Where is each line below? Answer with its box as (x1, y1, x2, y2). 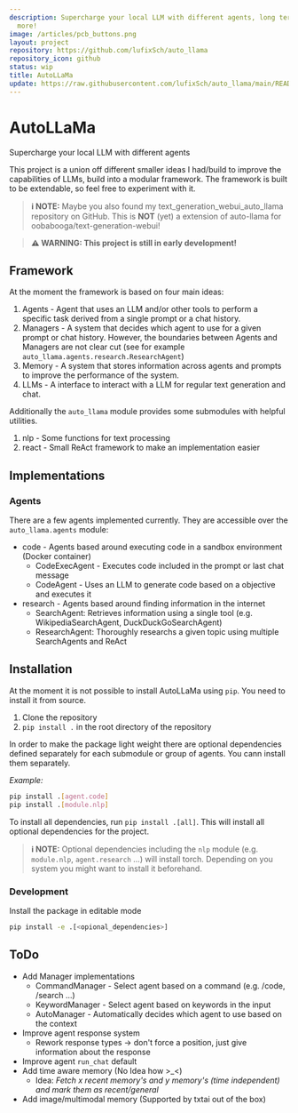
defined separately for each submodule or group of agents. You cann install (9, 748, 286, 758)
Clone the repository (21, 712, 98, 723)
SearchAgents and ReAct (35, 637, 127, 647)
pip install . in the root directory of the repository (21, 721, 212, 732)
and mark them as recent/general (35, 1084, 160, 1094)
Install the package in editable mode (9, 905, 142, 916)
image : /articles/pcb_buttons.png (9, 29, 137, 38)
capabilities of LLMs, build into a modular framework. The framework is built (9, 173, 288, 184)
